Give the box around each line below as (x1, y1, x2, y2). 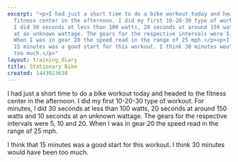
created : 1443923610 (7, 69, 69, 76)
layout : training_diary (7, 57, 78, 64)
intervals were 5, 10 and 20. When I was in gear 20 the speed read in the (7, 119, 219, 127)
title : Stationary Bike (7, 63, 78, 70)
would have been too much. (7, 148, 89, 156)
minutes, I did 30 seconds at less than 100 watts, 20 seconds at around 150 (7, 104, 227, 112)
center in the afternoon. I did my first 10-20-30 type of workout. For (7, 96, 205, 105)
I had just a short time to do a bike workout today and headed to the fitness (7, 89, 227, 98)
